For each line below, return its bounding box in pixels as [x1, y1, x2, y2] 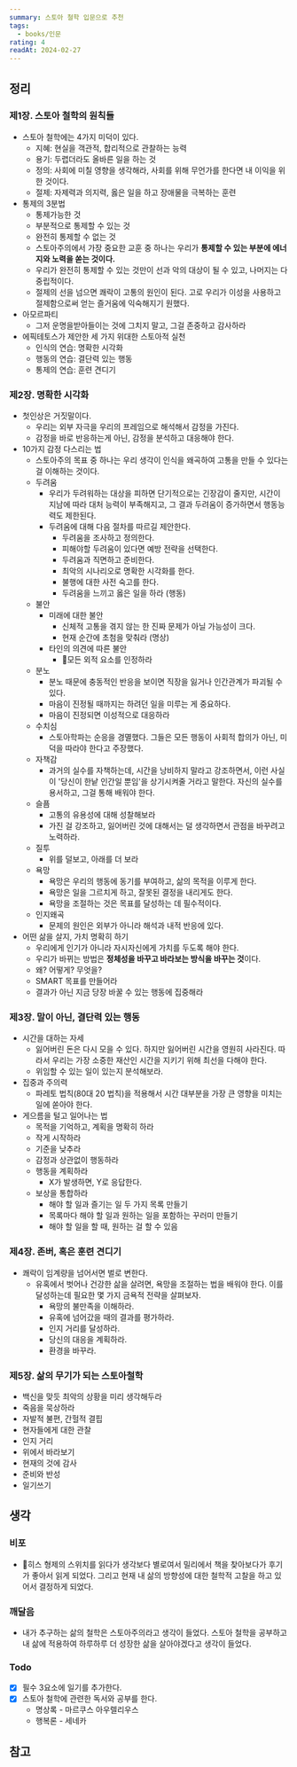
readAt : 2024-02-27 [9, 46, 82, 55]
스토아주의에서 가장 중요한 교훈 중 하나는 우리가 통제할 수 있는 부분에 [35, 242, 271, 253]
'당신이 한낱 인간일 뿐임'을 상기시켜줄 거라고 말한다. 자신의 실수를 [58, 777, 283, 787]
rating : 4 [9, 37, 46, 47]
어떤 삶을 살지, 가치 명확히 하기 [21, 932, 129, 942]
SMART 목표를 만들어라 [35, 976, 118, 987]
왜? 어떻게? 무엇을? [35, 965, 103, 975]
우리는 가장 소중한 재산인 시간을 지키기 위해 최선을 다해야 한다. [51, 1055, 268, 1066]
